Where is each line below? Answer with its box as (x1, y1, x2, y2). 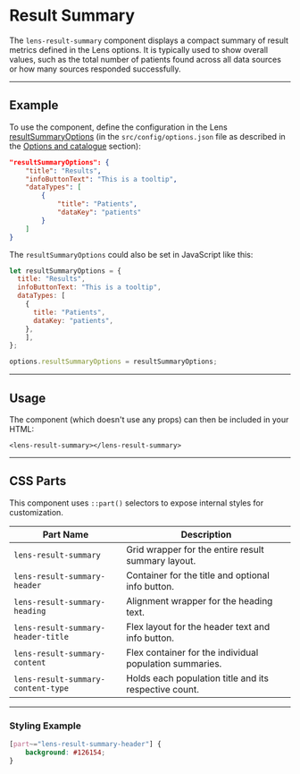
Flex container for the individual (126, 646, 259, 659)
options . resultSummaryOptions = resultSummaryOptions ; (9, 357, 218, 367)
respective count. (126, 683, 199, 695)
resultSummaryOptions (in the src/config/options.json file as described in (9, 131, 286, 141)
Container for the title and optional (126, 569, 270, 582)
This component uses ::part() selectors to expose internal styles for (9, 498, 264, 508)
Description (180, 528, 232, 540)
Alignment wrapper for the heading (126, 594, 273, 607)
